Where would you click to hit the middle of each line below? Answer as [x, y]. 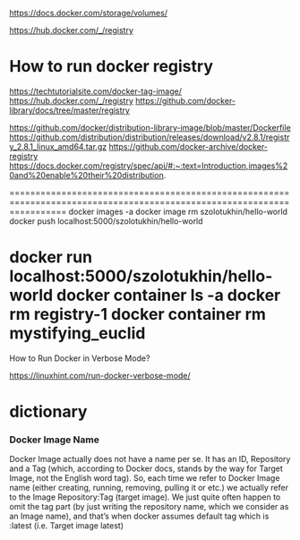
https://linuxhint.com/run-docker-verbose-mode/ [100, 375]
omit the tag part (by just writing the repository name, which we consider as [149, 507]
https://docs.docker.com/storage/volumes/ [89, 13]
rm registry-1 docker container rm [138, 315]
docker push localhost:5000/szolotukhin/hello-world [106, 221]
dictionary [48, 412]
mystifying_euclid [77, 334]
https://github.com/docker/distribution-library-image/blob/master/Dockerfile [150, 127]
